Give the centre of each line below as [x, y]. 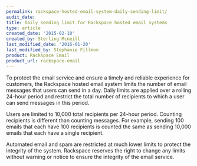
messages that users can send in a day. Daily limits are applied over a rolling [99, 90]
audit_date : [21, 17]
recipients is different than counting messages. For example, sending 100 [95, 120]
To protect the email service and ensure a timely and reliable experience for [98, 78]
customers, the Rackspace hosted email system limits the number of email [96, 84]
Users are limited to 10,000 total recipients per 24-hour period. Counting [94, 114]
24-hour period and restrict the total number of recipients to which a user [95, 96]
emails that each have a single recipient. [55, 132]
